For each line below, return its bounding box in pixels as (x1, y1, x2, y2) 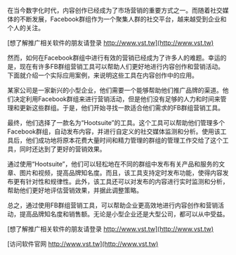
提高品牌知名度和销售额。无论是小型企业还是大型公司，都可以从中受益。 (19, 210, 229, 218)
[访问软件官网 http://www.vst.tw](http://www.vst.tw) (7, 240, 159, 248)
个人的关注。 (7, 24, 44, 32)
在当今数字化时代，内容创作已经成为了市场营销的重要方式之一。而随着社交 (7, 6, 223, 14)
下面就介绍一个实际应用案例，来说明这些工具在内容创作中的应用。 (7, 71, 198, 79)
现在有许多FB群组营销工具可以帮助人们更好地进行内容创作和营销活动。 (19, 63, 225, 70)
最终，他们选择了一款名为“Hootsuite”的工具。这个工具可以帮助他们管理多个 (7, 119, 225, 126)
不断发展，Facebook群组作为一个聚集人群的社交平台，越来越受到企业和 (19, 15, 227, 23)
